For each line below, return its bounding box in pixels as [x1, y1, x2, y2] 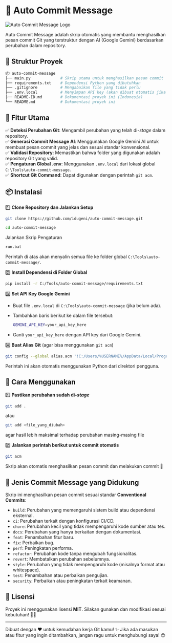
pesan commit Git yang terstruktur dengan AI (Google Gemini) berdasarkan [5, 37, 164, 43]
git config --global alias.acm [5, 353, 72, 359]
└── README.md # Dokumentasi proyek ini [5, 99, 116, 104]
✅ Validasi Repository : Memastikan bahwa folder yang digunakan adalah [5, 149, 160, 156]
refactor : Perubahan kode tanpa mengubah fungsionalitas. [12, 550, 138, 556]
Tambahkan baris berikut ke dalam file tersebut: [12, 312, 114, 318]
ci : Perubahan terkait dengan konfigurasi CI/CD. [12, 518, 115, 524]
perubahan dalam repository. [5, 42, 67, 48]
